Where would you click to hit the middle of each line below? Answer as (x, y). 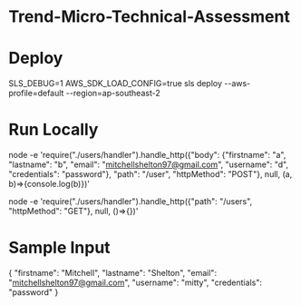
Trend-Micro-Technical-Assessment (150, 17)
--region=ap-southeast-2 (113, 94)
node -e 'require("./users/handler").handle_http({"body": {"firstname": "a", (147, 155)
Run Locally (53, 130)
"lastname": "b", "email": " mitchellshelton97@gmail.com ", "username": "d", (149, 164)
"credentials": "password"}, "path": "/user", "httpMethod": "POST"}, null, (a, (150, 174)
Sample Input (59, 248)
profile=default (36, 94)
